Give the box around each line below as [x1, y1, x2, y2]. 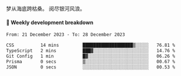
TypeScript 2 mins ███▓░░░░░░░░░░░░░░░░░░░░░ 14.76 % [6, 47, 176, 54]
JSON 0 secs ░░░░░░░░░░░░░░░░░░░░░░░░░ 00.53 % [6, 64, 176, 70]
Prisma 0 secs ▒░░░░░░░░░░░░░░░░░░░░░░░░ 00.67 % [6, 58, 176, 64]
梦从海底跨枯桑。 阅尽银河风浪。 [6, 5, 85, 12]
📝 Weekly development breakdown [6, 19, 94, 26]
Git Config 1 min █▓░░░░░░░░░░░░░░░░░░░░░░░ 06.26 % [6, 53, 176, 59]
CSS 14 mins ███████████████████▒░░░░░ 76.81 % [6, 43, 176, 49]
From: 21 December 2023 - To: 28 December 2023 [6, 32, 126, 38]
